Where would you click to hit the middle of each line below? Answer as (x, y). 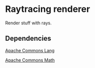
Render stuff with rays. (29, 23)
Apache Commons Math (30, 60)
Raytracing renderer (48, 9)
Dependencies (28, 38)
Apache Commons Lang (30, 50)
